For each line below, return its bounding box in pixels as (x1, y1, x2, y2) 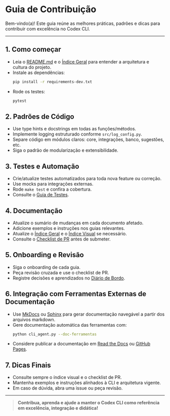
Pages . (12, 346, 27, 352)
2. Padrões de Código (5, 112, 74, 121)
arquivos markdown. (12, 316, 56, 323)
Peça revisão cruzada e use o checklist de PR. (12, 269, 109, 275)
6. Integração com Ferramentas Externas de (5, 290, 147, 298)
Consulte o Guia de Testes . (12, 192, 69, 198)
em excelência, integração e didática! (17, 405, 99, 411)
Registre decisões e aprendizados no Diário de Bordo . (12, 275, 125, 281)
